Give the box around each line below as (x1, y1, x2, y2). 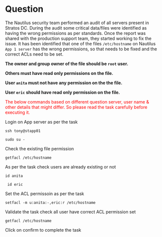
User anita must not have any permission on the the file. (5, 80, 123, 86)
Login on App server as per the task (5, 119, 78, 125)
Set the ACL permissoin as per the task (5, 191, 85, 197)
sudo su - (5, 137, 26, 142)
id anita (5, 173, 23, 178)
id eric (7, 182, 23, 187)
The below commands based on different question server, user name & (5, 99, 149, 104)
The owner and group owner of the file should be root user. (5, 61, 129, 67)
